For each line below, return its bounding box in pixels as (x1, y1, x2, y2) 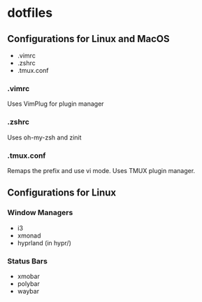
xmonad (17, 231, 41, 240)
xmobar (17, 272, 40, 280)
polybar (17, 279, 40, 288)
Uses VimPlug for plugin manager (7, 99, 104, 108)
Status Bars (7, 256, 48, 266)
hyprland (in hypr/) (17, 238, 72, 247)
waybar (17, 287, 40, 295)
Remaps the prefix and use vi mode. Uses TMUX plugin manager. (7, 166, 196, 174)
